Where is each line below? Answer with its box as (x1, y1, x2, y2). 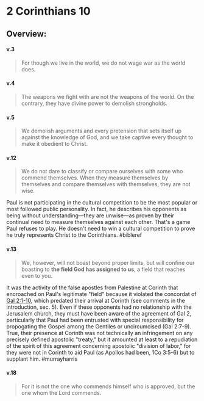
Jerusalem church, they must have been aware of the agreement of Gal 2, (6, 309, 192, 317)
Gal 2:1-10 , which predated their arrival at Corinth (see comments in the (6, 297, 186, 304)
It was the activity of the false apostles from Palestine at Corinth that (6, 284, 178, 291)
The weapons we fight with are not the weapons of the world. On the (21, 93, 194, 100)
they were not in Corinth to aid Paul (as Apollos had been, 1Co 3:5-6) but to (6, 349, 195, 356)
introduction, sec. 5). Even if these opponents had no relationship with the (6, 303, 192, 311)
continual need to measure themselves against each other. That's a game (6, 219, 191, 226)
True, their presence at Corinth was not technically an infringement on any (6, 329, 193, 336)
